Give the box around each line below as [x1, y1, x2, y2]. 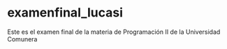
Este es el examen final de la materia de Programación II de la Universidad [7, 28, 221, 36]
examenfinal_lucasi [7, 5, 124, 21]
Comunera [7, 35, 38, 43]
